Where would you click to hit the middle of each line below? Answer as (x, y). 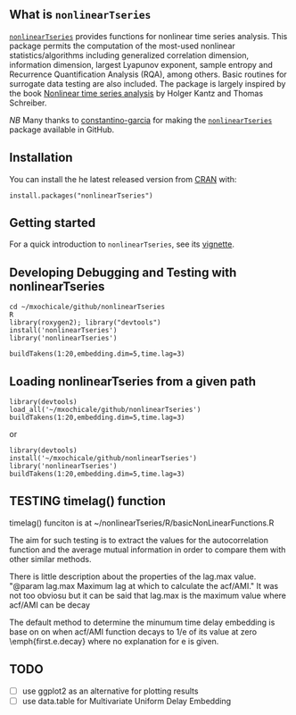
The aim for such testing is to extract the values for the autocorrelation (139, 540)
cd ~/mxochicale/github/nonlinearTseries (87, 307)
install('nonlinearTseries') (63, 331)
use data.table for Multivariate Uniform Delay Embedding (127, 701)
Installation (41, 158)
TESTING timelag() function (88, 501)
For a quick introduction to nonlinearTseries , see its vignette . (122, 244)
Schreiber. (28, 103)
